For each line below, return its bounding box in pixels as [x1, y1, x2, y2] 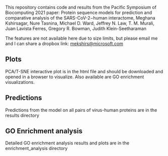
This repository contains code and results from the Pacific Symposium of [5, 5, 157, 10]
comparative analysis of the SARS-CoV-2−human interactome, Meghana [5, 15, 155, 21]
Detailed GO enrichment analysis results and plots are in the [5, 140, 130, 146]
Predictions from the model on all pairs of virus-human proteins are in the [5, 107, 157, 113]
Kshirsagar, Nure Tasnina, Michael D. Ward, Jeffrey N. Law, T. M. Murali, [5, 20, 154, 26]
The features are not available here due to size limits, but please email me [5, 35, 158, 41]
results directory [5, 112, 39, 118]
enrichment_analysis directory [5, 145, 68, 151]
